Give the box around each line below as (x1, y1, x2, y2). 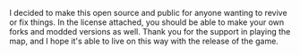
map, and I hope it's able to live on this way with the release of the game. (9, 35, 279, 46)
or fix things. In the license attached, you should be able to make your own (9, 17, 285, 27)
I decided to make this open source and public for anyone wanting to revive (9, 8, 288, 18)
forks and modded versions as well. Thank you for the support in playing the (9, 27, 291, 36)
